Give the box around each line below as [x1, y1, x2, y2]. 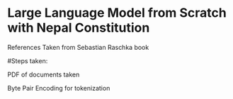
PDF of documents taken [7, 70, 80, 79]
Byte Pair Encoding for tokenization [7, 84, 110, 92]
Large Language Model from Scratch [7, 5, 227, 21]
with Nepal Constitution [7, 20, 150, 36]
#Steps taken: [7, 56, 48, 65]
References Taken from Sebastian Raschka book [7, 43, 149, 51]
